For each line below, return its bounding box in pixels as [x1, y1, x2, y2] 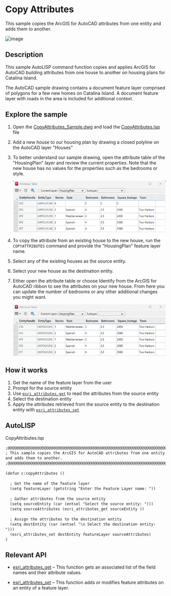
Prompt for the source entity [12, 385, 72, 391]
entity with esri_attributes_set [12, 406, 80, 413]
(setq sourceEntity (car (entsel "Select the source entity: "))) [10, 501, 154, 506]
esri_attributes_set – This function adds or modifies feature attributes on [12, 579, 164, 586]
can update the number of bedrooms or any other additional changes [12, 289, 158, 295]
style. [12, 171, 24, 177]
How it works [5, 366, 48, 375]
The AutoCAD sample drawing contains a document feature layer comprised [5, 84, 165, 91]
